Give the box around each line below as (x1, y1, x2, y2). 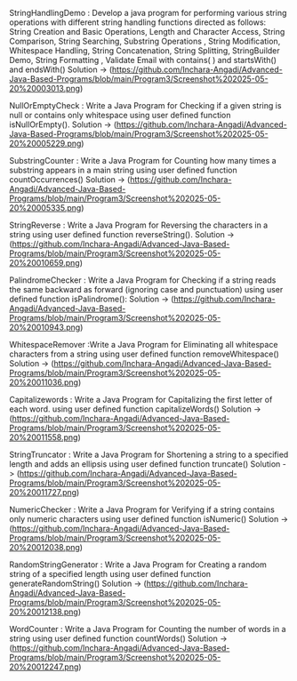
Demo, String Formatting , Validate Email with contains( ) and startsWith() (9, 55, 277, 65)
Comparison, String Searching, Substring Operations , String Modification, (9, 36, 281, 46)
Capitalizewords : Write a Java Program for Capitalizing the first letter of (9, 395, 273, 405)
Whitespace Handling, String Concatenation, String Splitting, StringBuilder (9, 45, 280, 56)
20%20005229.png (9, 138, 82, 148)
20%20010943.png (9, 322, 81, 332)
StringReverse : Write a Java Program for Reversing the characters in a (9, 220, 269, 230)
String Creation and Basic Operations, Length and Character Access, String (9, 27, 285, 36)
